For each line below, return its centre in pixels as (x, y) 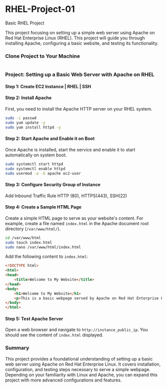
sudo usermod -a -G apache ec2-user (43, 173)
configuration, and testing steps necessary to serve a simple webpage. (78, 369)
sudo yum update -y (25, 123)
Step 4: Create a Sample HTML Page (43, 207)
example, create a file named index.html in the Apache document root (77, 223)
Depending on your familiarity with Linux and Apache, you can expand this (81, 375)
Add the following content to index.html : (46, 257)
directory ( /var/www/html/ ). (33, 229)
